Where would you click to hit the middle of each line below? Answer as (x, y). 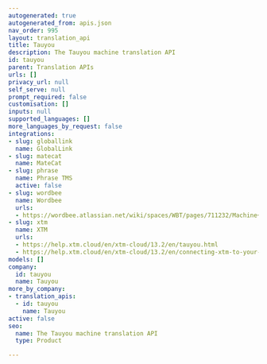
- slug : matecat (35, 156)
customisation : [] (39, 104)
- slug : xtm (28, 223)
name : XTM (31, 230)
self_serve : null (37, 89)
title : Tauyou (32, 45)
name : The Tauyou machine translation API (87, 333)
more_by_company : (37, 289)
